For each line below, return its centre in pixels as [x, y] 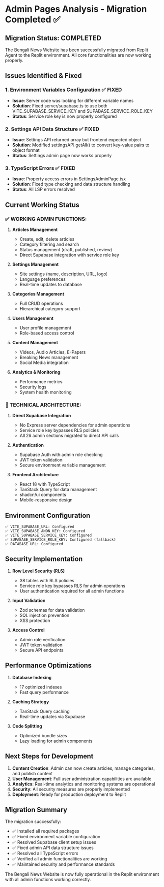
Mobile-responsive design [46, 500]
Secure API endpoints [41, 650]
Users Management [33, 318]
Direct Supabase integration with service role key [69, 255]
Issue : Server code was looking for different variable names [73, 100]
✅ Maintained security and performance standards [64, 864]
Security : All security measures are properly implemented [71, 789]
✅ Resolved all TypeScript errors [45, 854]
